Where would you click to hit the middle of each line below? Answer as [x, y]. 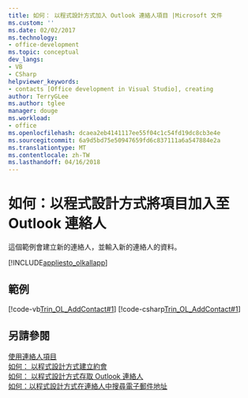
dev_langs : [26, 60]
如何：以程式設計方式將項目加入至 [119, 204]
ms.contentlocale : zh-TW [49, 155]
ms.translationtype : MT [47, 148]
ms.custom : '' [32, 23]
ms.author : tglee [37, 103]
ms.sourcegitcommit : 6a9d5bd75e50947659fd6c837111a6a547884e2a [115, 140]
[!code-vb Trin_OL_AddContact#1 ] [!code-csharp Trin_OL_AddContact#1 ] [124, 309]
